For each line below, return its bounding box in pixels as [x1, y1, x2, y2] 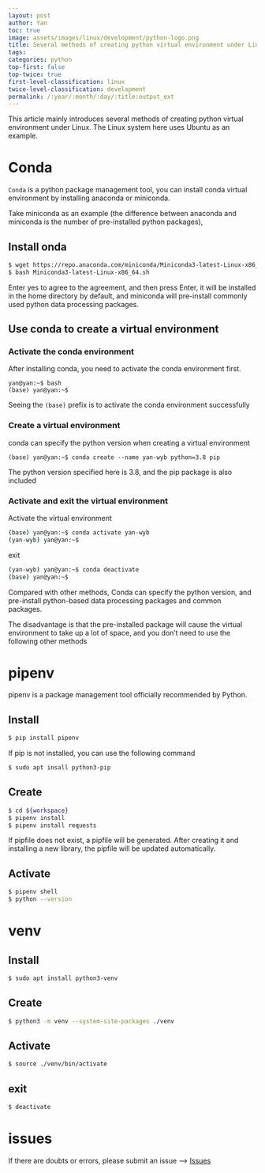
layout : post [8, 11, 51, 20]
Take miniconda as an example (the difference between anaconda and [8, 209, 237, 218]
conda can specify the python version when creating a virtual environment [8, 438, 251, 447]
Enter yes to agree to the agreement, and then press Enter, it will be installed [8, 283, 256, 292]
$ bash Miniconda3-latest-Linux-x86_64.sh [8, 268, 150, 276]
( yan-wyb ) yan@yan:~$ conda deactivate [8, 565, 140, 574]
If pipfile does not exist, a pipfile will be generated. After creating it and [8, 836, 239, 845]
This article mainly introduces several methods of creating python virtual [8, 114, 244, 123]
